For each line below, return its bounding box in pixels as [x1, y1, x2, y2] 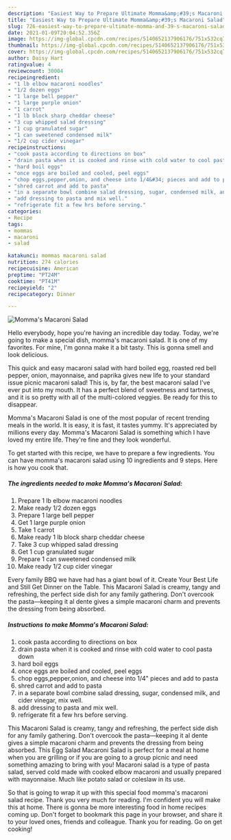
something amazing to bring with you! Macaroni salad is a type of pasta [8, 760, 210, 769]
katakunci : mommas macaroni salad [8, 252, 107, 260]
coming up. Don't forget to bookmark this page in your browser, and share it [8, 810, 222, 819]
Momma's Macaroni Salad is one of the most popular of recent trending [8, 413, 210, 422]
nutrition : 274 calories [8, 259, 79, 266]
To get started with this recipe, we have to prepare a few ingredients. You [8, 449, 215, 457]
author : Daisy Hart [8, 55, 64, 62]
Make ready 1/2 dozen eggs [17, 504, 97, 512]
